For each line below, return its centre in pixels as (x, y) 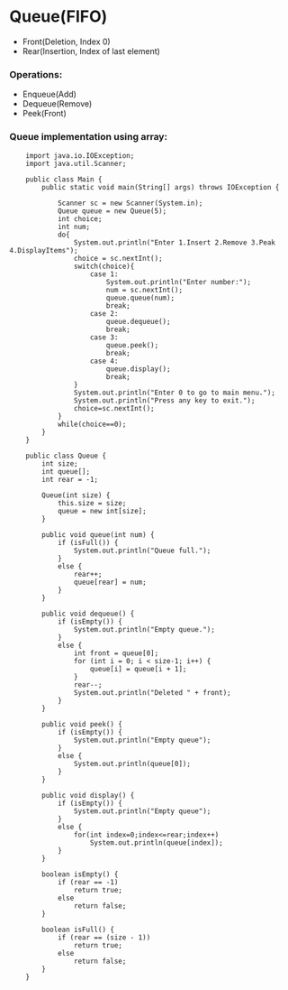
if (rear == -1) (88, 882)
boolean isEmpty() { (80, 874)
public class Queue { (66, 456)
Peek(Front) (45, 114)
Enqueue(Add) (49, 94)
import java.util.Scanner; (76, 163)
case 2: (104, 313)
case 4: (104, 361)
